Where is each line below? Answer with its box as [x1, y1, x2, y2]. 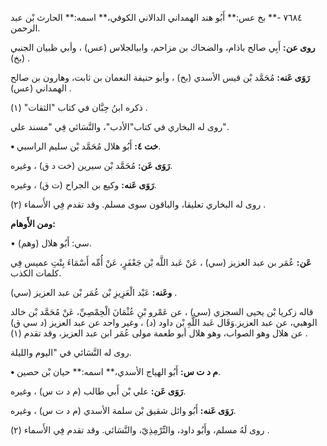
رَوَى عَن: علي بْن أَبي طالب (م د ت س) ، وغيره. [10, 385, 187, 397]
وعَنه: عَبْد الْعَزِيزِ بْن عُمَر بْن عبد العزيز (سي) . [10, 287, 178, 298]
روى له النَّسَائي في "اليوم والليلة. [10, 347, 132, 358]
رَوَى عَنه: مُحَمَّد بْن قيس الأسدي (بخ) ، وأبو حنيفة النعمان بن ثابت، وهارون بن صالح [10, 72, 310, 83]
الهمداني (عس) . [10, 82, 72, 94]
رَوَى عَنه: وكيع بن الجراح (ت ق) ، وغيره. [10, 179, 157, 191]
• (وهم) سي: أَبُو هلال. [10, 237, 92, 249]
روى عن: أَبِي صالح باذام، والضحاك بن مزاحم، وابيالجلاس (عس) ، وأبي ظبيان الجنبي [10, 42, 316, 53]
